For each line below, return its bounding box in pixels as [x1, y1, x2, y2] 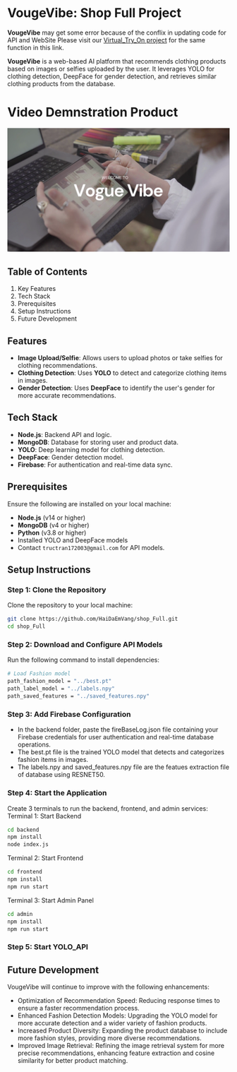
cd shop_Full [7, 623, 46, 630]
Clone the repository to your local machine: [7, 601, 133, 609]
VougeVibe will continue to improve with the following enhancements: [7, 983, 209, 991]
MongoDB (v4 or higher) [17, 520, 90, 529]
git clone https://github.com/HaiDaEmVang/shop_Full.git [7, 616, 178, 623]
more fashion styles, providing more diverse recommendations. [17, 1034, 202, 1042]
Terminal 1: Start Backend [7, 811, 82, 820]
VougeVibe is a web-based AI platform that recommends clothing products [7, 56, 226, 65]
